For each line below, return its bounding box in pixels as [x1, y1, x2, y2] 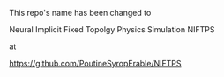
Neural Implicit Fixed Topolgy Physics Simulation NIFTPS [9, 24, 215, 34]
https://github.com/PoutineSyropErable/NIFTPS [9, 59, 182, 68]
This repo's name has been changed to [9, 8, 152, 17]
